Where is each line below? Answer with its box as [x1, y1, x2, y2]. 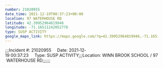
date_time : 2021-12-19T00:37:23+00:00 [5, 12, 83, 16]
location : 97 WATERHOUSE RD [5, 16, 62, 21]
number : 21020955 [5, 7, 40, 12]
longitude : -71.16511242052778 [5, 25, 68, 30]
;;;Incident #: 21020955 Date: [5, 47, 68, 53]
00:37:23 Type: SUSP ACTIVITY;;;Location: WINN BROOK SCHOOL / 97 [10, 52, 158, 58]
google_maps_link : [5, 34, 42, 39]
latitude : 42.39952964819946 [5, 20, 64, 26]
